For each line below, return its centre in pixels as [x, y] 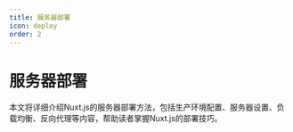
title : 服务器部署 [40, 17]
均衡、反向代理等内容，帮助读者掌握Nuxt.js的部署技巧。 [119, 119]
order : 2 [25, 34]
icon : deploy [33, 26]
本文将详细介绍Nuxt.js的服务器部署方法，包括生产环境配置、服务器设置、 [143, 107]
